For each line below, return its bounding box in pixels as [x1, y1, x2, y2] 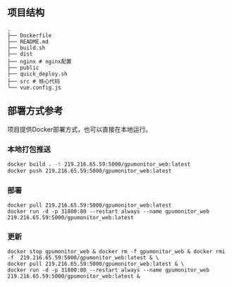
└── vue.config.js [7, 84, 61, 91]
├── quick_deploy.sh [7, 70, 68, 78]
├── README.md [7, 38, 49, 45]
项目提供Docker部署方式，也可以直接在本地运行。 [7, 125, 152, 133]
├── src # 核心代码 [7, 78, 61, 85]
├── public [7, 64, 39, 71]
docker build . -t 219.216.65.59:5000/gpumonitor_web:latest [7, 161, 191, 168]
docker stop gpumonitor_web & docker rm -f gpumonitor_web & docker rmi [7, 248, 226, 255]
